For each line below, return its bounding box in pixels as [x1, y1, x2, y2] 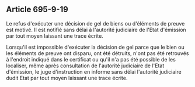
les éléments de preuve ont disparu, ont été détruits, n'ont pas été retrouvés [6, 49, 189, 57]
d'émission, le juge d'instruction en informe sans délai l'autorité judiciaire [6, 68, 182, 75]
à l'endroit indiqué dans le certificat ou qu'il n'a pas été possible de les [6, 56, 176, 63]
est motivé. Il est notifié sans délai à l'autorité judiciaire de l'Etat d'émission [6, 26, 187, 33]
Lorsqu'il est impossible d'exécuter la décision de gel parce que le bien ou [6, 43, 185, 50]
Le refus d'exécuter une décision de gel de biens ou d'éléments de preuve [6, 20, 185, 27]
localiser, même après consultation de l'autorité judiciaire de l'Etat [6, 62, 165, 69]
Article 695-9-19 [6, 5, 68, 14]
